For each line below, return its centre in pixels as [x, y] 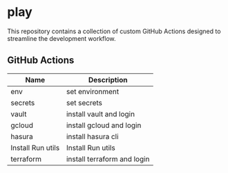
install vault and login [101, 113]
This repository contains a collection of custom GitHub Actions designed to [114, 31]
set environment [93, 91]
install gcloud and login [104, 125]
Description [108, 80]
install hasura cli [92, 136]
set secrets [84, 102]
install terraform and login [108, 158]
